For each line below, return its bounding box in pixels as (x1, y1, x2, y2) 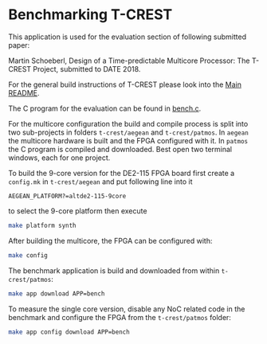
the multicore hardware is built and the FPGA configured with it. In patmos (8, 135, 249, 145)
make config (8, 251, 48, 260)
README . (8, 88, 40, 97)
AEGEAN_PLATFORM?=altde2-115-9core (8, 192, 127, 200)
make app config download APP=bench (8, 328, 130, 336)
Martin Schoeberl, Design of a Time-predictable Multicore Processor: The (8, 56, 250, 65)
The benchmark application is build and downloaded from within (8, 265, 220, 276)
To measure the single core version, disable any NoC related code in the (8, 304, 245, 314)
